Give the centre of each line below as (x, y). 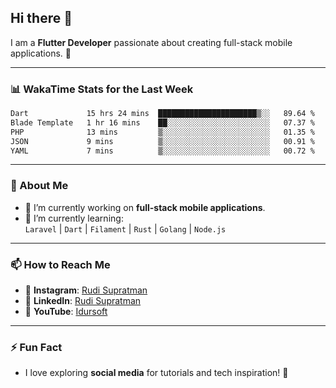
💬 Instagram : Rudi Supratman (86, 290)
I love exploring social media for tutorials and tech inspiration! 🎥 (156, 373)
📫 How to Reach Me (60, 264)
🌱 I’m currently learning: (74, 218)
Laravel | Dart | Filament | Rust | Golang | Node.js (125, 228)
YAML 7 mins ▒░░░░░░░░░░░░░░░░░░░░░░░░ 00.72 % (162, 151)
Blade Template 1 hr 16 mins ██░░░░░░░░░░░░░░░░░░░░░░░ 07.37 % (162, 122)
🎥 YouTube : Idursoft (66, 312)
